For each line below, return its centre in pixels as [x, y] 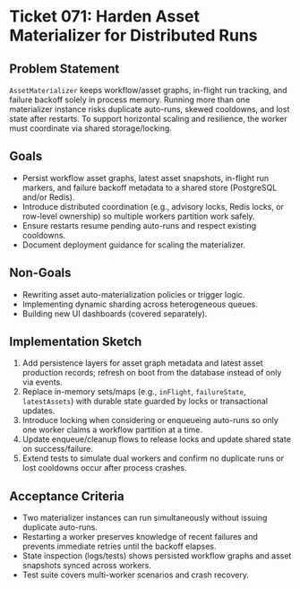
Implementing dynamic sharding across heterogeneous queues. [140, 304]
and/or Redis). [48, 197]
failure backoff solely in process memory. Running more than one [130, 100]
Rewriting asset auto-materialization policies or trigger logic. [133, 294]
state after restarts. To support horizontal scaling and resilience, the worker [148, 119]
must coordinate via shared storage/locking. [91, 128]
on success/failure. [58, 449]
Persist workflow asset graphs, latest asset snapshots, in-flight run [146, 178]
